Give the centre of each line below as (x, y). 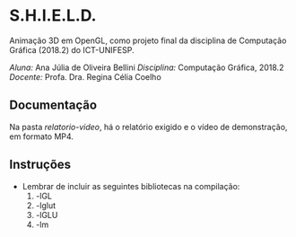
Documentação (53, 105)
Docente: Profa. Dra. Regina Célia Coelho (85, 76)
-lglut (46, 205)
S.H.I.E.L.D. (53, 16)
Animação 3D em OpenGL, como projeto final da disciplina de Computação (148, 40)
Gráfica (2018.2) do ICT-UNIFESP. (72, 49)
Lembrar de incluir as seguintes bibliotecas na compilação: (131, 186)
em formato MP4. (42, 136)
